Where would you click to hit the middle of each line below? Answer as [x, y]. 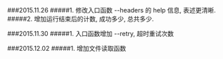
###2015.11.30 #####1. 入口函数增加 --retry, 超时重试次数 [91, 34]
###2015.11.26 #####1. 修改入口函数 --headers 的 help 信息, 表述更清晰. [111, 10]
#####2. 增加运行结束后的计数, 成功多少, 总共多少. [81, 19]
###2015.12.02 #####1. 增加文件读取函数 [67, 48]
